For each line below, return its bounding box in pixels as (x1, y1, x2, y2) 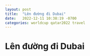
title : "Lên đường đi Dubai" (5, 11, 66, 16)
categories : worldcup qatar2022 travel (5, 20, 86, 25)
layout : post (5, 7, 31, 12)
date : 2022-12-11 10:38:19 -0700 (5, 16, 77, 21)
